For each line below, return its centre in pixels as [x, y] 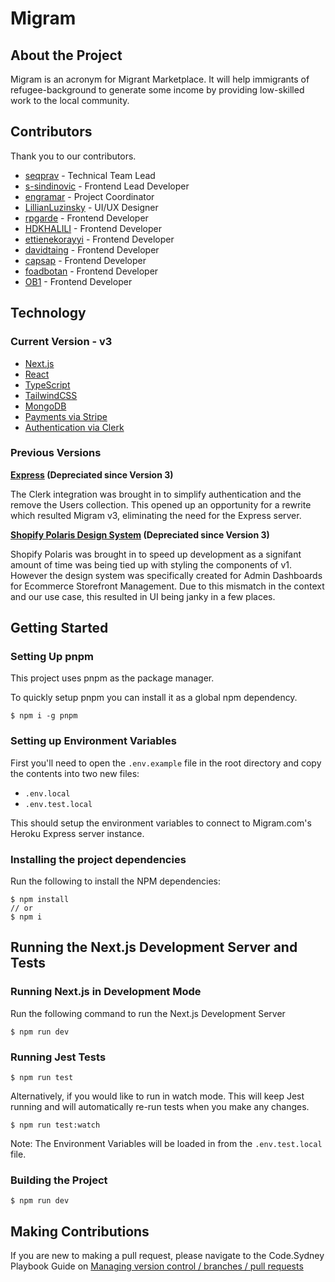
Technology [48, 313]
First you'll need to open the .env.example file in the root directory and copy [166, 763]
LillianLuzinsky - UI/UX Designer [91, 207]
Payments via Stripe [66, 416]
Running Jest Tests [58, 1057]
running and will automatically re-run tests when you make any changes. [160, 1107]
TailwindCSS [51, 395]
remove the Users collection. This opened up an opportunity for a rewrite [161, 504]
